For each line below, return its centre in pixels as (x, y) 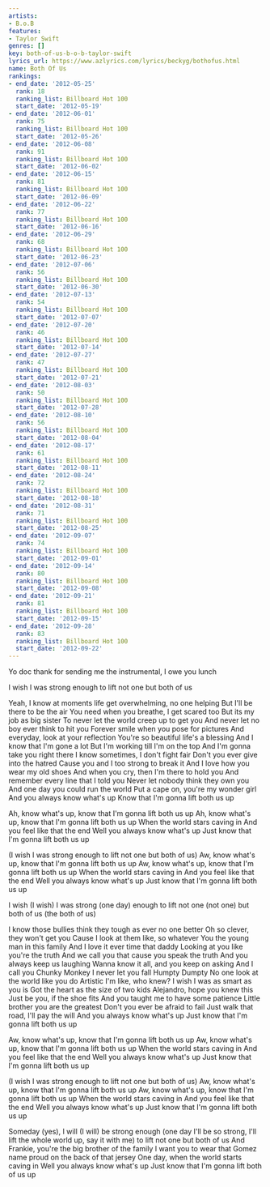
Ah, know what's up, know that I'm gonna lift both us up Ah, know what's (130, 813)
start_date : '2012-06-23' (59, 257)
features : (25, 31)
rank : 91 (30, 152)
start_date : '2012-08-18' (59, 498)
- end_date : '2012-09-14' (52, 566)
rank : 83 (30, 634)
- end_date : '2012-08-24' (52, 476)
